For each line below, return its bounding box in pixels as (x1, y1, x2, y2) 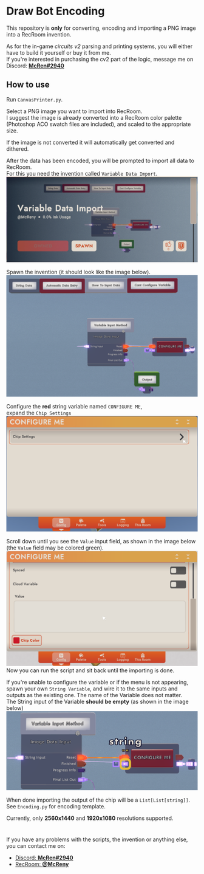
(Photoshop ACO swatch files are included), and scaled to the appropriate (6, 120, 191, 128)
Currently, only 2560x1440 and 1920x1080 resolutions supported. (6, 814, 174, 822)
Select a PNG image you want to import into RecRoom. (6, 108, 143, 115)
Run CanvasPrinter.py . (6, 95, 63, 103)
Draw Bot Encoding (6, 4, 105, 18)
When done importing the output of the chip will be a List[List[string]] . (6, 796, 190, 803)
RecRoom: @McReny (15, 861, 69, 868)
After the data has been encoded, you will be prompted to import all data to (6, 157, 194, 164)
